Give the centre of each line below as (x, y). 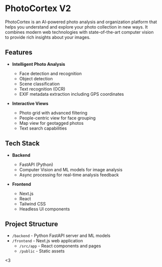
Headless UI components (45, 209)
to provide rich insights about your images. (48, 37)
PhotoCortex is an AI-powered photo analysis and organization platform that (81, 22)
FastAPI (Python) (36, 164)
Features (19, 52)
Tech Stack (22, 143)
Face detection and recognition (50, 74)
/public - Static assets (42, 251)
